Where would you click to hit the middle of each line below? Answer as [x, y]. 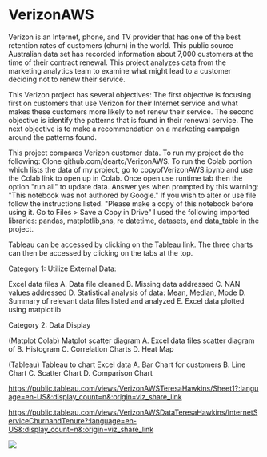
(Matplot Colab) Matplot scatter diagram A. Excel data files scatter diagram [132, 340]
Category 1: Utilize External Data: [62, 268]
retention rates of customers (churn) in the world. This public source [121, 45]
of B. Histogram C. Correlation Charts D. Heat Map [91, 348]
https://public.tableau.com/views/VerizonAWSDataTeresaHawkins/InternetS [133, 412]
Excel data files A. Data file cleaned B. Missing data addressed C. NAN [124, 284]
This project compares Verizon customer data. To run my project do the [126, 153]
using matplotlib [35, 309]
